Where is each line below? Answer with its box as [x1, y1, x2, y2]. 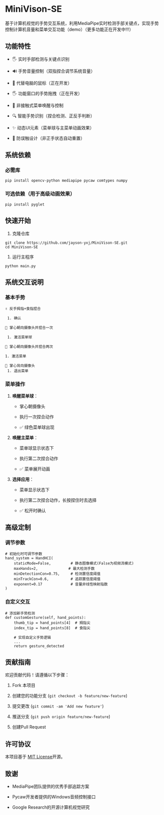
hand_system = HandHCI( [5, 556, 54, 561]
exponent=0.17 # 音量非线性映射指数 [14, 582, 108, 587]
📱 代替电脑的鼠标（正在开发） [12, 80, 72, 86]
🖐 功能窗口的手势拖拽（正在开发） [12, 90, 82, 96]
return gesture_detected [14, 643, 64, 648]
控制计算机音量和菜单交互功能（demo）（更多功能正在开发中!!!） [5, 26, 134, 32]
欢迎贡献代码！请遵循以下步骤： [5, 672, 69, 678]
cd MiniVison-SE [5, 244, 38, 250]
